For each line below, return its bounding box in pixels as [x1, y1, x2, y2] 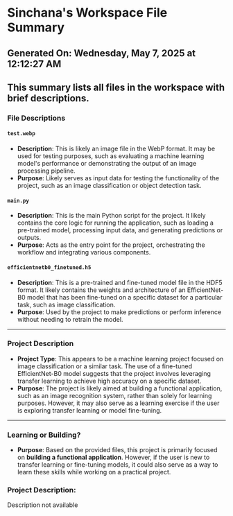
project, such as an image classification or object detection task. [17, 182, 202, 190]
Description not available [7, 501, 78, 509]
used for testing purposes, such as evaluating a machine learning [17, 152, 205, 160]
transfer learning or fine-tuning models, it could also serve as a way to [17, 461, 218, 469]
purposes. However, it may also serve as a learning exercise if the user [17, 399, 220, 407]
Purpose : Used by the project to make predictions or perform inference [17, 307, 222, 316]
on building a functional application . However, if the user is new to [17, 453, 210, 462]
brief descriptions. [7, 92, 89, 104]
